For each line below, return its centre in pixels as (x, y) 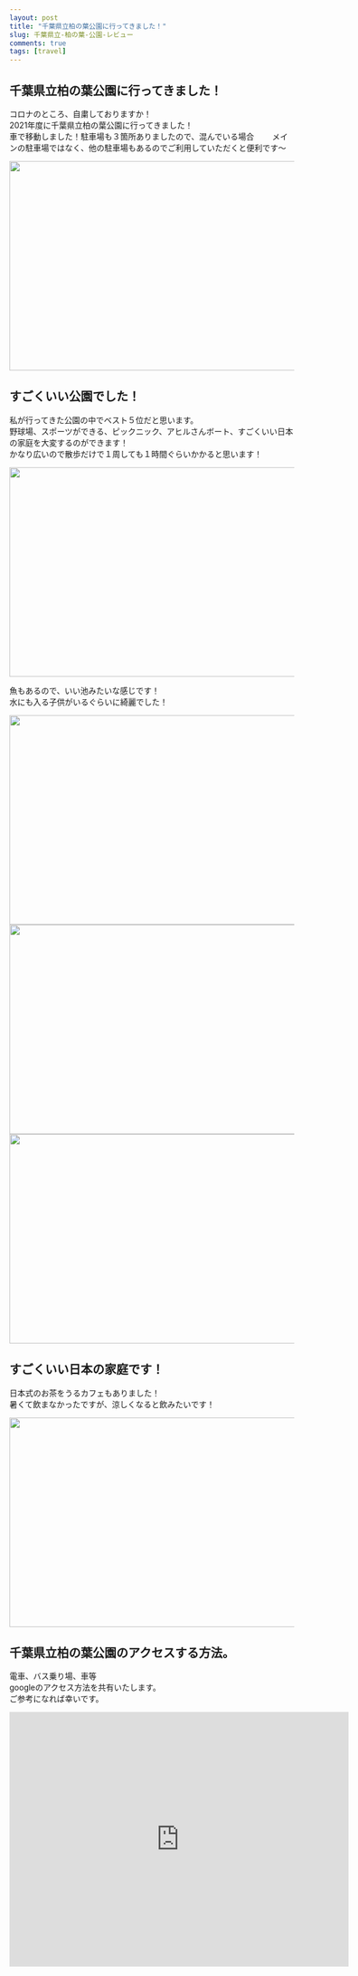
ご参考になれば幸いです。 (57, 1699)
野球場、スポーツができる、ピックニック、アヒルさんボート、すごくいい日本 (151, 431)
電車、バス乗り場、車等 (53, 1676)
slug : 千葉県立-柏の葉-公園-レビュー (71, 34)
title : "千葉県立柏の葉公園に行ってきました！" (88, 26)
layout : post (34, 18)
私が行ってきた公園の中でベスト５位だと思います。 (104, 420)
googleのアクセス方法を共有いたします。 (85, 1688)
